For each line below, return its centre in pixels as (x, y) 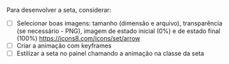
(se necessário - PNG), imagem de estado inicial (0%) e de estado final (118, 31)
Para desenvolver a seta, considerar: (59, 10)
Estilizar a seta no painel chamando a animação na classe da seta (110, 54)
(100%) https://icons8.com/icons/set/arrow (78, 39)
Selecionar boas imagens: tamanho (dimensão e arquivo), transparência (119, 23)
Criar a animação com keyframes (64, 46)
